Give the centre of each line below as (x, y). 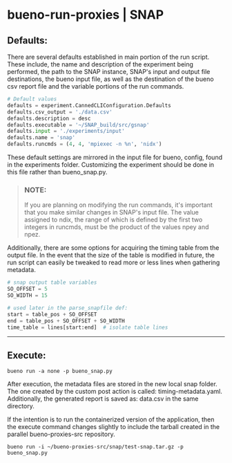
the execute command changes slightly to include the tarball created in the (113, 427)
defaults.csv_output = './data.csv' (60, 112)
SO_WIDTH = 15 (28, 296)
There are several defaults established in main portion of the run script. (108, 57)
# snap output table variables (52, 283)
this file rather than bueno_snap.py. (57, 172)
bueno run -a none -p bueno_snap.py (60, 371)
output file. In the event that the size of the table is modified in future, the (111, 255)
